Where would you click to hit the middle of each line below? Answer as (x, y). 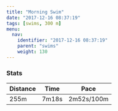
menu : (13, 29)
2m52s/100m (88, 99)
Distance (23, 89)
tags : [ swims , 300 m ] (34, 23)
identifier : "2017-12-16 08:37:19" (63, 40)
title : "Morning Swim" (35, 12)
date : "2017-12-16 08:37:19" (43, 18)
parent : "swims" (38, 46)
